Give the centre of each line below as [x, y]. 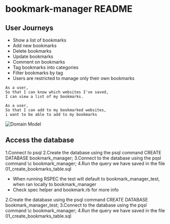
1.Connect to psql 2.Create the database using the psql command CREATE [83, 152]
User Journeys [29, 28]
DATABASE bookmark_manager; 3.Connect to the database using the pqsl [83, 158]
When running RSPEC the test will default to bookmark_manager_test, [86, 179]
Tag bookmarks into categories [46, 67]
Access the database [40, 140]
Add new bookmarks [35, 46]
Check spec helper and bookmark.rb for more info [66, 190]
